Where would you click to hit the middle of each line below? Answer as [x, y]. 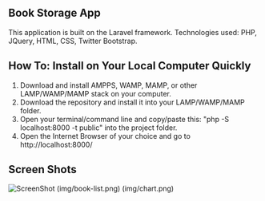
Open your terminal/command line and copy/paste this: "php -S [124, 119]
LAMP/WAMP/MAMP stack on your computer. [96, 93]
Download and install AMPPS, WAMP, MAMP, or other [108, 85]
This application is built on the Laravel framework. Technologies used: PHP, [133, 32]
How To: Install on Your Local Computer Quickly [130, 66]
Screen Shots [43, 169]
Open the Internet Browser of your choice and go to [105, 136]
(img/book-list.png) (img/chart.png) [115, 189]
